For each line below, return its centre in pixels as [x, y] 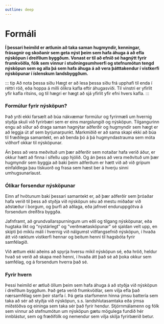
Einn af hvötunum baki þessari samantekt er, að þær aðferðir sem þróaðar [79, 196]
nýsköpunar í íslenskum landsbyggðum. [47, 73]
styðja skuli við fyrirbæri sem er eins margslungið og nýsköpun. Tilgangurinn [82, 122]
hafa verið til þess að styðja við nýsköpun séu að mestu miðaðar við [73, 202]
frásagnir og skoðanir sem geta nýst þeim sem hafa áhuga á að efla [75, 52]
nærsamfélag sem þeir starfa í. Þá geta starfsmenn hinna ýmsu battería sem [82, 296]
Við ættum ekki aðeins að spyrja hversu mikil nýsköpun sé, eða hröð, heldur [81, 252]
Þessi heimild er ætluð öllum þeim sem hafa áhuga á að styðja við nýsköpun [81, 285]
